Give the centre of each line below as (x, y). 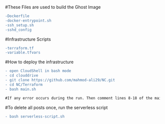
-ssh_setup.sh (20, 25)
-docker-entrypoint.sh (28, 21)
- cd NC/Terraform (24, 85)
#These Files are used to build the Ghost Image (53, 7)
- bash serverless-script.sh (35, 116)
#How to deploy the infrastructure (39, 62)
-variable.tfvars (23, 53)
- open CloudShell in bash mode (38, 71)
